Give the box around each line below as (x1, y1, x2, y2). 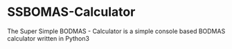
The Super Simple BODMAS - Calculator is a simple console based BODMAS (7, 27, 226, 35)
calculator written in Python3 (7, 34, 90, 42)
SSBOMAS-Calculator (7, 4, 136, 20)
